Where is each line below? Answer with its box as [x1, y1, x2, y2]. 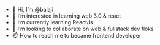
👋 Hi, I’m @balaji [12, 6, 54, 13]
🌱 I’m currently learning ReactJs [12, 19, 93, 26]
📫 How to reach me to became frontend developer [12, 32, 142, 39]
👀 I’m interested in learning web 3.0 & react [12, 12, 121, 19]
